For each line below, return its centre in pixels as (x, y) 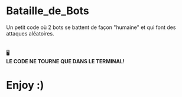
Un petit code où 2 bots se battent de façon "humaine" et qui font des (91, 27)
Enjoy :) (25, 85)
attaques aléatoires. (30, 33)
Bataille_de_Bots (48, 11)
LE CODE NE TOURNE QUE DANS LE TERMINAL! (66, 61)
